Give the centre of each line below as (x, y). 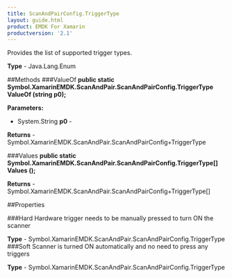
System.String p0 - (44, 122)
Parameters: (25, 108)
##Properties (26, 205)
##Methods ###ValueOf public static (61, 80)
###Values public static (42, 156)
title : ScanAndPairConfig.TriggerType (63, 14)
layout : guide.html (35, 20)
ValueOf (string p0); (37, 95)
